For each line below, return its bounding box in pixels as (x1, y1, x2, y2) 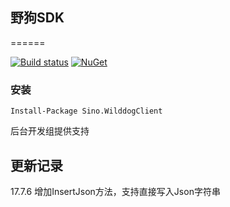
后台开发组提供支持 (10, 125, 90, 137)
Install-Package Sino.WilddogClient (10, 106, 163, 117)
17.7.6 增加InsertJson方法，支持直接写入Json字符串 (10, 185, 221, 197)
